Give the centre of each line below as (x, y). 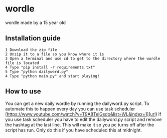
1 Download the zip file (31, 50)
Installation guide (33, 38)
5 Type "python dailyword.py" (37, 71)
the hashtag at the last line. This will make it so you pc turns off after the (80, 124)
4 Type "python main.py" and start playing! (52, 76)
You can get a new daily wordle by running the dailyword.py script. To (77, 103)
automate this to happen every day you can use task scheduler (70, 108)
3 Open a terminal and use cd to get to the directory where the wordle (83, 58)
